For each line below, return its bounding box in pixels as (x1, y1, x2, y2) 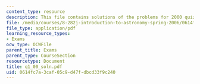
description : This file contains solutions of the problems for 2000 (6, 14, 183, 20)
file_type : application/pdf (6, 25, 76, 31)
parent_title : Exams (6, 47, 58, 53)
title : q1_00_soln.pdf (6, 63, 62, 70)
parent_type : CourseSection (6, 53, 76, 59)
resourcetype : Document (6, 58, 65, 64)
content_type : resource (6, 8, 65, 15)
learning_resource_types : (6, 31, 70, 37)
